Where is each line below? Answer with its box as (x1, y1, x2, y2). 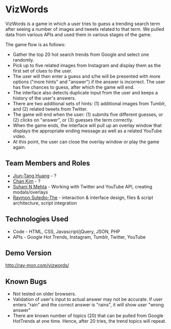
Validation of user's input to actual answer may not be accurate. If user (12, 296, 163, 302)
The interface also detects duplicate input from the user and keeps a (12, 89, 158, 95)
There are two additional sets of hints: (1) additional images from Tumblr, (12, 100, 166, 106)
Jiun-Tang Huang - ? (12, 172, 56, 179)
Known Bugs (5, 277, 47, 286)
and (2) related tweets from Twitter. (12, 106, 88, 112)
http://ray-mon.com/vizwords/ (5, 262, 69, 268)
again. (12, 144, 26, 150)
